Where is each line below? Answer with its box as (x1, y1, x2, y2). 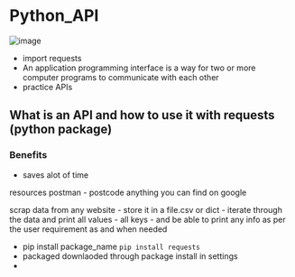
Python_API (9, 5, 99, 26)
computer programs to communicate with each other (22, 71, 219, 82)
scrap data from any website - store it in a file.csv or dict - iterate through (9, 204, 282, 215)
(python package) (9, 122, 113, 137)
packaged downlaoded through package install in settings (22, 250, 238, 262)
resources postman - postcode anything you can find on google (9, 187, 247, 198)
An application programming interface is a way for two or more (22, 62, 256, 73)
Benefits (9, 149, 48, 162)
